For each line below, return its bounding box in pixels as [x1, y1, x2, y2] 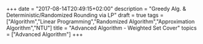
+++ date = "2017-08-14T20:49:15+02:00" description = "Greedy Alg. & [6, 5, 187, 12]
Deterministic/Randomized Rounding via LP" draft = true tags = [6, 11, 164, 19]
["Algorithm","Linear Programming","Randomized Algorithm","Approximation [6, 18, 195, 25]
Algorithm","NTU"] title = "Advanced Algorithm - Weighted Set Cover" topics [6, 24, 197, 31]
